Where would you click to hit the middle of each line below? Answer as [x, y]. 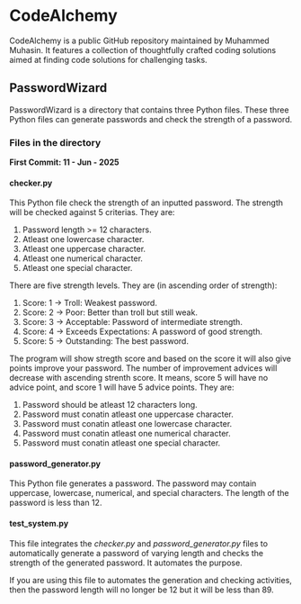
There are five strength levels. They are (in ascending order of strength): [143, 285]
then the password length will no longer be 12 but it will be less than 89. [142, 590]
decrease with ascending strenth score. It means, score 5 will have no [139, 378]
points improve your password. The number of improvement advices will [143, 368]
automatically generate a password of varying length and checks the [136, 553]
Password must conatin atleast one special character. [121, 443]
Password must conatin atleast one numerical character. [126, 434]
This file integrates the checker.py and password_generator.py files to [138, 543]
